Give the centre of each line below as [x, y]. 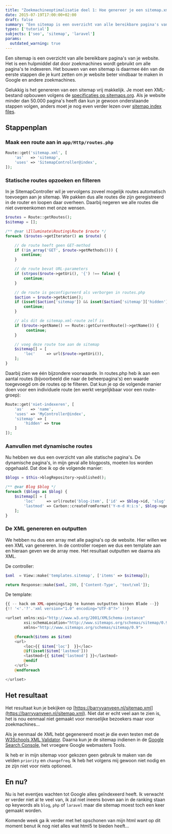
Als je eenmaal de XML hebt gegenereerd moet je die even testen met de [82, 734]
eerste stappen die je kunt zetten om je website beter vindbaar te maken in [84, 74]
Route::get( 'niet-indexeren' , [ [40, 404]
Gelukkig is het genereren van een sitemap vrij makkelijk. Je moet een [79, 90]
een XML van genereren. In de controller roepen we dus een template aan [83, 545]
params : [14, 39]
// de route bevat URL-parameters [51, 269]
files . [10, 111]
